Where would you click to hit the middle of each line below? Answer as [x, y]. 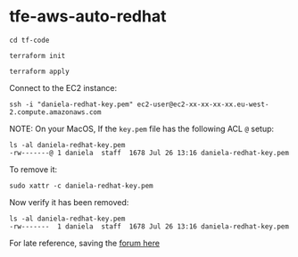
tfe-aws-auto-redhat [88, 17]
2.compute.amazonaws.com [55, 112]
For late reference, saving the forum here [85, 243]
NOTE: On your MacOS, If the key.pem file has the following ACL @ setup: [142, 128]
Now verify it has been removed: [69, 202]
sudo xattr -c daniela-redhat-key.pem [81, 186]
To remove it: [33, 169]
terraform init [37, 55]
